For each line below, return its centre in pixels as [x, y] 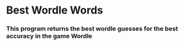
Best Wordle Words [55, 10]
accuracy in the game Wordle [49, 36]
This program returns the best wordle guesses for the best [92, 29]
